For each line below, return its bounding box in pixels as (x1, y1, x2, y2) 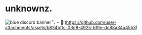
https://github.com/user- (66, 19, 117, 25)
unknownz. (5, 3, 52, 14)
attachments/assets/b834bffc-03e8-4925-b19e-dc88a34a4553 (5, 24, 136, 30)
